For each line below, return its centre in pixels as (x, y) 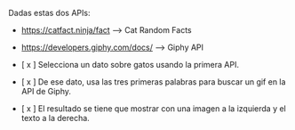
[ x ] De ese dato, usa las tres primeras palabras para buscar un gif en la (153, 82)
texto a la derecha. (55, 118)
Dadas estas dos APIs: (49, 13)
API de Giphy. (46, 91)
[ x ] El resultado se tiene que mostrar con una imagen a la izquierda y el (153, 109)
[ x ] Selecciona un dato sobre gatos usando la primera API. (130, 65)
